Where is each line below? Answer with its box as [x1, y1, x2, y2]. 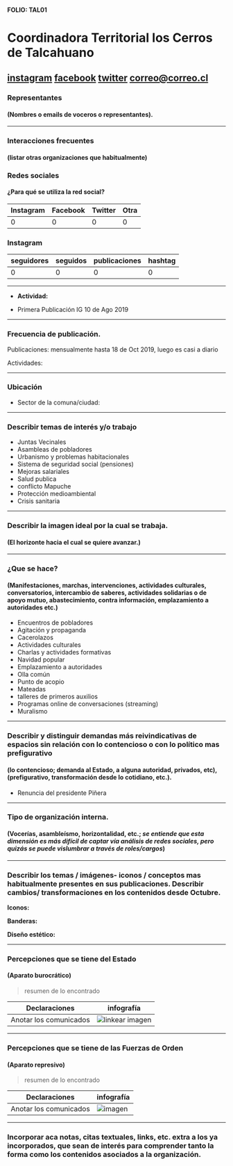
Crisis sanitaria [17, 497, 60, 505]
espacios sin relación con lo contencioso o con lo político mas [7, 740, 220, 750]
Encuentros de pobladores [17, 618, 94, 627]
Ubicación [7, 382, 43, 392]
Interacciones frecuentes [7, 136, 94, 146]
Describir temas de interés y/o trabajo [7, 422, 137, 432]
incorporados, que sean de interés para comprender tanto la [7, 1141, 214, 1151]
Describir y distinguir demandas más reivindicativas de [7, 731, 198, 741]
